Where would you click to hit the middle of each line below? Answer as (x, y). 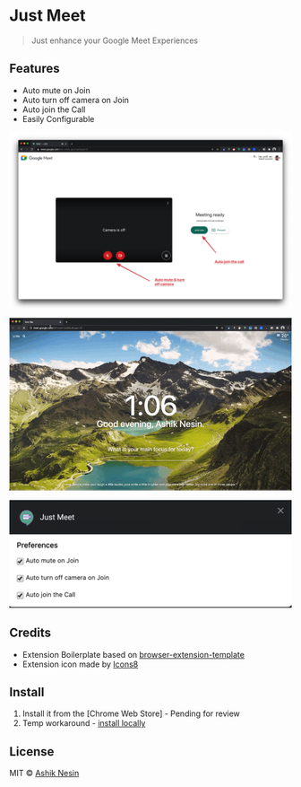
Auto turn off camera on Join (76, 100)
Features (34, 69)
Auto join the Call (54, 109)
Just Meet (48, 16)
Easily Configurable (58, 118)
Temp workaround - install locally (84, 723)
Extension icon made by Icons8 (80, 664)
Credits (30, 633)
